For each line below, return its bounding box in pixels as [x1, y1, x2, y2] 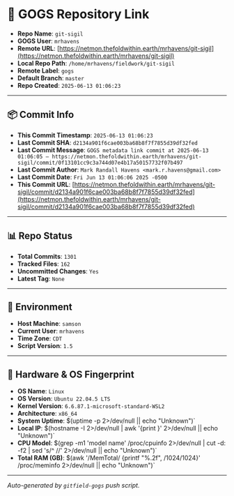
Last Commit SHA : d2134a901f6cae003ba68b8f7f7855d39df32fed [17, 138, 198, 146]
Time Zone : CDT [17, 334, 63, 343]
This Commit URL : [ [17, 180, 75, 188]
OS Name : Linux [17, 387, 65, 396]
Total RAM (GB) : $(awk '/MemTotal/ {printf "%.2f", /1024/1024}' [17, 453, 201, 463]
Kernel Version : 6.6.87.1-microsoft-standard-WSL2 [17, 402, 165, 410]
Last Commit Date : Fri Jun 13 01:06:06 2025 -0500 [17, 172, 168, 181]
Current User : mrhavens [17, 327, 85, 336]
